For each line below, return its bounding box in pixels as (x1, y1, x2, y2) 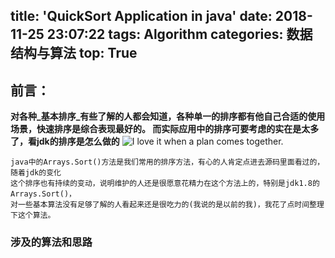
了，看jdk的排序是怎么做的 (10, 135, 120, 148)
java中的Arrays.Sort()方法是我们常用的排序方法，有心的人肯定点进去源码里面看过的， (10, 157, 325, 168)
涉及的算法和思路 (10, 235, 93, 249)
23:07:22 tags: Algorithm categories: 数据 (46, 26, 313, 43)
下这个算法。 (10, 210, 56, 221)
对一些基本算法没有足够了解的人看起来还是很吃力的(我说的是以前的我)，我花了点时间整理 (10, 200, 325, 210)
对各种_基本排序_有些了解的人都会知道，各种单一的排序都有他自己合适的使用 (10, 110, 326, 123)
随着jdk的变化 (10, 168, 62, 178)
